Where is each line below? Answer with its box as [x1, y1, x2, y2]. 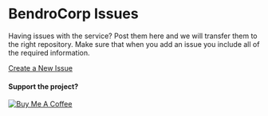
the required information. [8, 48, 90, 57]
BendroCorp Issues [8, 5, 139, 23]
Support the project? [8, 81, 79, 91]
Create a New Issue [8, 63, 73, 72]
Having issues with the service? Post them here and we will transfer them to [8, 31, 258, 41]
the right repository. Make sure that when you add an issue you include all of [8, 39, 260, 48]
